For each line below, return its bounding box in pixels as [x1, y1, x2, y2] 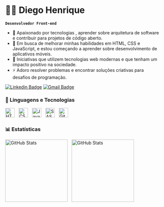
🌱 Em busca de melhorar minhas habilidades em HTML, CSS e [12, 40, 141, 46]
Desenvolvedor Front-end [5, 21, 57, 26]
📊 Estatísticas [5, 126, 41, 133]
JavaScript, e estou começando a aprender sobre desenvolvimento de [12, 45, 158, 51]
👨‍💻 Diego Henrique [5, 4, 85, 16]
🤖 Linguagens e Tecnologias [5, 96, 75, 103]
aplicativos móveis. [12, 51, 52, 57]
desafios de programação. [12, 74, 67, 80]
